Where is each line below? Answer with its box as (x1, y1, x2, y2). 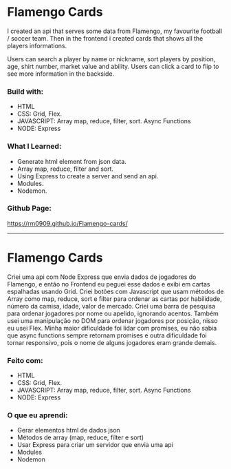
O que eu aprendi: (7, 410, 68, 420)
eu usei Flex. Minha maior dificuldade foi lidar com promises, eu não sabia (7, 324, 217, 332)
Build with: (7, 87, 44, 96)
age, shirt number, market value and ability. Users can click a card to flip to (7, 62, 219, 70)
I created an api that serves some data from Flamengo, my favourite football (7, 27, 222, 35)
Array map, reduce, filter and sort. (16, 165, 114, 173)
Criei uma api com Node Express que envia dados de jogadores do (7, 273, 197, 281)
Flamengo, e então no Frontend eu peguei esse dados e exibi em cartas (7, 280, 210, 288)
